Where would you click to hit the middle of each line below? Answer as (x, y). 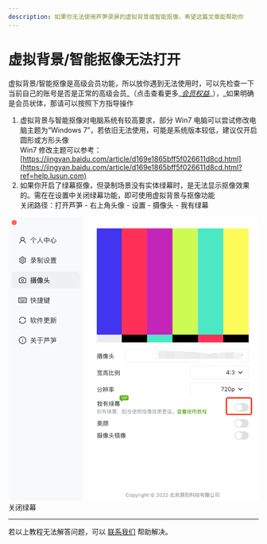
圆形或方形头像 (44, 140)
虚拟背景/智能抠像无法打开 (95, 59)
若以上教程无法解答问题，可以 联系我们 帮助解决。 (90, 532)
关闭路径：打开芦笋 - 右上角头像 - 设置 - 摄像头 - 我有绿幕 (114, 205)
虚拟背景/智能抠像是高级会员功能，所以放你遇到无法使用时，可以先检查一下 (132, 83)
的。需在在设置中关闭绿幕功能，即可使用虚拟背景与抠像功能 (117, 195)
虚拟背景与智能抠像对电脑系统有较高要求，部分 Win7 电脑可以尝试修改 (135, 120)
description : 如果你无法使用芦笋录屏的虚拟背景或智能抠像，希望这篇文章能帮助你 (126, 17)
